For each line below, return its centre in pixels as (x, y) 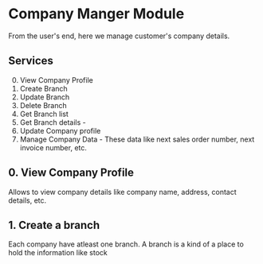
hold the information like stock (58, 253)
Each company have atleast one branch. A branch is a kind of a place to (126, 244)
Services (31, 61)
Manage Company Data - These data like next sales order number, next (137, 139)
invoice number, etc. (53, 147)
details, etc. (27, 200)
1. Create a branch (54, 225)
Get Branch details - (53, 122)
